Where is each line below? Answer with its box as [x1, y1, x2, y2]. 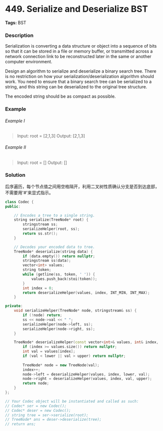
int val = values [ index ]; [23, 349, 76, 354]
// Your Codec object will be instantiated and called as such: [5, 399, 139, 404]
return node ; [23, 381, 49, 386]
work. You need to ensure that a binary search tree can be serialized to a [5, 79, 152, 84]
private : [5, 303, 23, 309]
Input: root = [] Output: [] [17, 160, 68, 165]
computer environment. [5, 59, 52, 65]
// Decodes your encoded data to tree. [14, 244, 95, 249]
